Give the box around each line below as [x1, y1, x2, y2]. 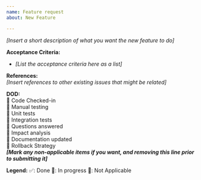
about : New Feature [6, 15, 56, 21]
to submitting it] [6, 154, 48, 162]
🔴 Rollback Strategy [6, 142, 56, 149]
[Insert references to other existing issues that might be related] [6, 78, 167, 86]
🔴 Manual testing [6, 103, 49, 110]
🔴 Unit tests [6, 109, 35, 117]
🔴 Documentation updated [6, 135, 72, 143]
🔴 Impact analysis [6, 129, 51, 136]
